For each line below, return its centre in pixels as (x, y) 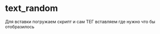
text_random (32, 8)
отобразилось (20, 26)
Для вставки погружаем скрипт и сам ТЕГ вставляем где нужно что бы (80, 22)
